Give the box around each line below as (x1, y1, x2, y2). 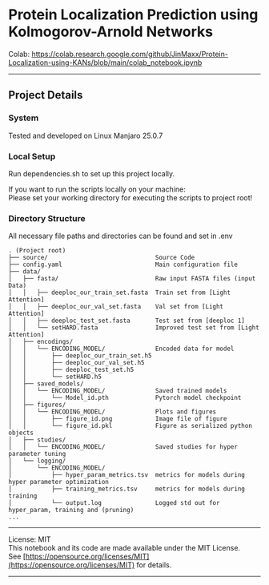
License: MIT (8, 535, 51, 544)
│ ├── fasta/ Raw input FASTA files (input (8, 275, 256, 283)
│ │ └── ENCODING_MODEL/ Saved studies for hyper (8, 443, 239, 451)
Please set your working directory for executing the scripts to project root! (8, 192, 253, 202)
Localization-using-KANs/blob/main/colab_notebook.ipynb (8, 58, 203, 67)
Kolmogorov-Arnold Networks (8, 22, 214, 41)
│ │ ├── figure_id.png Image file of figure (8, 415, 227, 423)
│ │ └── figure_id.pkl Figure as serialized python (8, 422, 252, 430)
